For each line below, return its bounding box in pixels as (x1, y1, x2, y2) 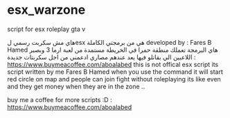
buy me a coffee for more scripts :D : (7, 95, 112, 104)
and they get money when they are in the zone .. (7, 82, 145, 90)
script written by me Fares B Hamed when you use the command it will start (7, 68, 224, 76)
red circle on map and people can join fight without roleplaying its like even (7, 75, 222, 83)
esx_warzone (7, 2, 86, 18)
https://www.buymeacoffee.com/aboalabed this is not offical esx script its (7, 60, 219, 68)
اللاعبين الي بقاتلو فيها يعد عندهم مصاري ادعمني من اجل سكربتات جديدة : (7, 52, 196, 61)
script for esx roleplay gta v (7, 25, 86, 33)
